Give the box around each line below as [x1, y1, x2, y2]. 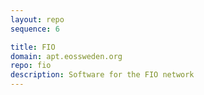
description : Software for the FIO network [10, 70, 195, 80]
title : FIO [10, 42, 56, 52]
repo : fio [10, 61, 52, 71]
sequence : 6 [10, 24, 60, 34]
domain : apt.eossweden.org [10, 51, 123, 61]
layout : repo [10, 14, 65, 25]
